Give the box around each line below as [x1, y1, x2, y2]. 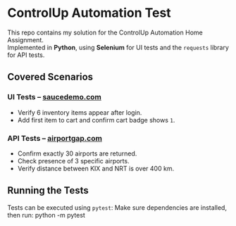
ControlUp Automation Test [7, 5, 171, 21]
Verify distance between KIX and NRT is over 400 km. [17, 164, 175, 172]
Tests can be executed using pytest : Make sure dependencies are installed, [7, 203, 228, 212]
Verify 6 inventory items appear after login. [17, 108, 142, 117]
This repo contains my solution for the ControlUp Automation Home [7, 28, 203, 37]
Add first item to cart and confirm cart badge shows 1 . [17, 115, 175, 124]
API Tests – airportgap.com [7, 133, 102, 143]
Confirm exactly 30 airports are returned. [17, 149, 137, 158]
